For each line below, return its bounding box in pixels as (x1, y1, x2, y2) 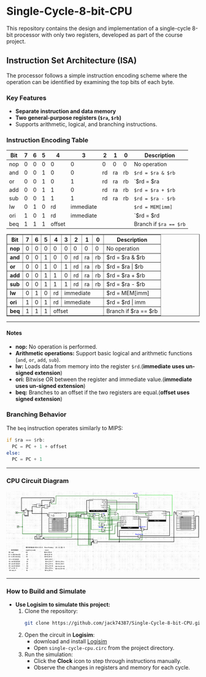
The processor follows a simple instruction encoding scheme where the (6, 72, 188, 79)
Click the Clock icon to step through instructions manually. (33, 657, 182, 665)
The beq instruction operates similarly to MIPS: (6, 424, 124, 431)
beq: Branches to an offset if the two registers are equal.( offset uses (15, 389, 190, 396)
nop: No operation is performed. (15, 342, 97, 350)
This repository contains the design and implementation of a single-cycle (6, 25, 191, 32)
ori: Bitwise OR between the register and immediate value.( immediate (15, 376, 192, 383)
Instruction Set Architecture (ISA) (6, 55, 137, 66)
